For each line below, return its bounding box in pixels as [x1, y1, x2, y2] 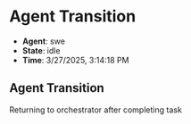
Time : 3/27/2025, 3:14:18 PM [21, 54, 129, 65]
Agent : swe [21, 36, 65, 46]
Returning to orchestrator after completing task [9, 104, 183, 115]
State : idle [21, 45, 61, 55]
